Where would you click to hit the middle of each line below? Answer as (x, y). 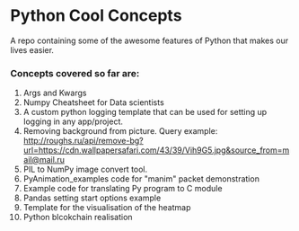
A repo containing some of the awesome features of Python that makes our (149, 40)
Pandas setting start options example (92, 198)
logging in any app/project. (73, 121)
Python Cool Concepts (96, 16)
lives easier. (32, 49)
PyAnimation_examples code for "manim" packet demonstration (141, 179)
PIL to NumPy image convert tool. (85, 169)
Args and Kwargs (55, 93)
